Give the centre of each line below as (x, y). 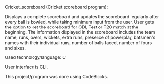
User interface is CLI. (27, 67)
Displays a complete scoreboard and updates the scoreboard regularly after (82, 16)
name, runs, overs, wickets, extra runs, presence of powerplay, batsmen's (80, 37)
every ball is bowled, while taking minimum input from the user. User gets (80, 22)
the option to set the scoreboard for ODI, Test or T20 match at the (72, 27)
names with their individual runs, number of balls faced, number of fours (79, 43)
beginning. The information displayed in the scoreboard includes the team (80, 32)
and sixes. (16, 48)
